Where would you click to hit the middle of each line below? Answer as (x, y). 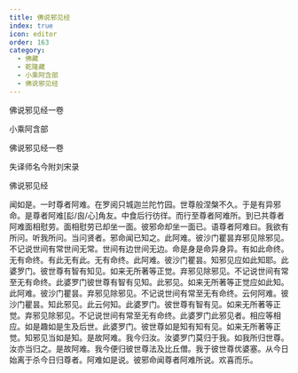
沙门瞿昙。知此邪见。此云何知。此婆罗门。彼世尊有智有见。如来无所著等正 (145, 304)
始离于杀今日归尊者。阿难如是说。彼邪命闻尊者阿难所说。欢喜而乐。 (133, 360)
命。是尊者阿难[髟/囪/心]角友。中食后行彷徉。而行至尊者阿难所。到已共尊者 (147, 215)
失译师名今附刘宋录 (44, 166)
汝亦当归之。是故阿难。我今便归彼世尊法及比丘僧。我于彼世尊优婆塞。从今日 (149, 348)
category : (27, 51)
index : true (31, 26)
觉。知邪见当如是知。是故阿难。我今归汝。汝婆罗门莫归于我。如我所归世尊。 (149, 337)
